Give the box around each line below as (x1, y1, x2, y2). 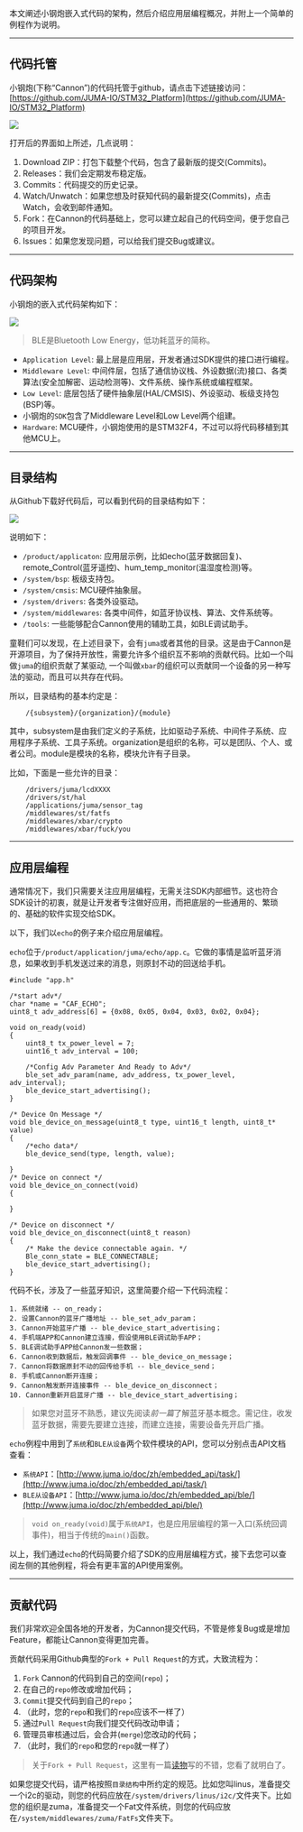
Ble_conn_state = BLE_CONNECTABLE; (25, 1252, 160, 1261)
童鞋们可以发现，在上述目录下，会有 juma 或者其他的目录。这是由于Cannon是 (9, 638, 291, 649)
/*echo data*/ (25, 1142, 78, 1151)
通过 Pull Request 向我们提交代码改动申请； (22, 1717, 182, 1729)
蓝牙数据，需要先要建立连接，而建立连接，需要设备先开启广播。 (31, 1419, 269, 1430)
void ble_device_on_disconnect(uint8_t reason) (9, 1229, 192, 1238)
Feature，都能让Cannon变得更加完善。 (9, 1634, 154, 1645)
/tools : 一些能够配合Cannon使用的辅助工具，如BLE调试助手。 (22, 619, 253, 630)
